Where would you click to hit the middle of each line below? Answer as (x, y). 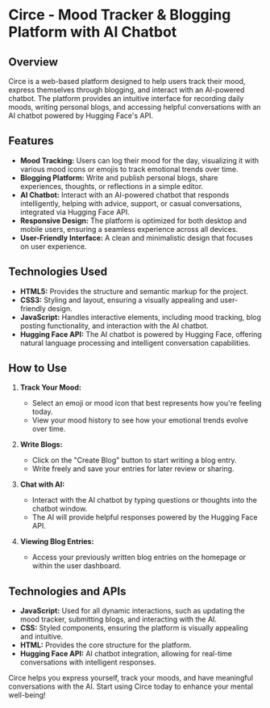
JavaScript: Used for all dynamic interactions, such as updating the (132, 611)
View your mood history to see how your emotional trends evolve (140, 420)
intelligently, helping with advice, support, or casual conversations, (131, 203)
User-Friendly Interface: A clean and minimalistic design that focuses (137, 238)
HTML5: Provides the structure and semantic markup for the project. (134, 291)
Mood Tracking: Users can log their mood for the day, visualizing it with (139, 160)
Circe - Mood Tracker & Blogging (120, 15)
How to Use (38, 368)
